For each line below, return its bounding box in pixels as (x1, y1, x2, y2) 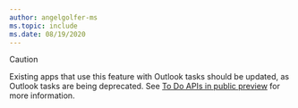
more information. (9, 90, 75, 101)
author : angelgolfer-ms (9, 12, 98, 22)
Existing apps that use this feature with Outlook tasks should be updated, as (9, 71, 289, 82)
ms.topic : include (9, 21, 78, 30)
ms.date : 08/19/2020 (9, 29, 87, 38)
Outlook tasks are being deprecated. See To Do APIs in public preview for (9, 81, 280, 92)
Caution (9, 54, 38, 65)
